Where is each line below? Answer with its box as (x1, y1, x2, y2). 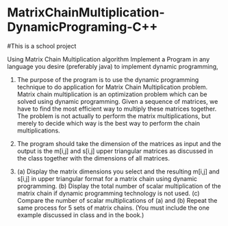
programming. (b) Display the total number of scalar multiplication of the (16, 182, 221, 190)
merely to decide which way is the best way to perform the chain (16, 119, 201, 127)
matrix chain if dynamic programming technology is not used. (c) (16, 189, 200, 197)
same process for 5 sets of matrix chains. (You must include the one (16, 203, 210, 212)
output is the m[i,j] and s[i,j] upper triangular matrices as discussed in (16, 147, 214, 155)
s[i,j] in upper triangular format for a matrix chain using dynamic (16, 174, 197, 182)
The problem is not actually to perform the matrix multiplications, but (16, 111, 211, 120)
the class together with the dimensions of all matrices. (16, 154, 170, 162)
